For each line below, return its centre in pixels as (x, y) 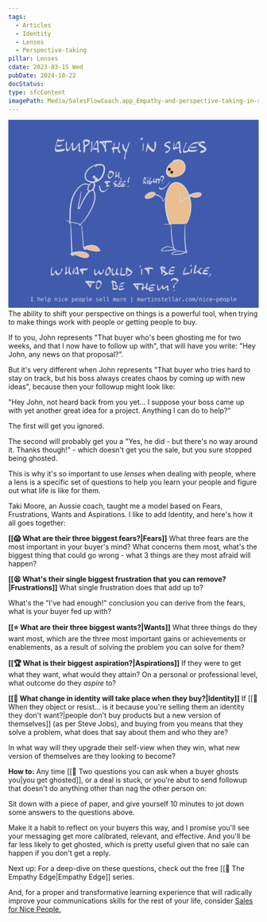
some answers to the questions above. (72, 812)
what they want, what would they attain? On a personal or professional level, (133, 674)
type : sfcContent (37, 92)
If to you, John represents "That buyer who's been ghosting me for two (125, 337)
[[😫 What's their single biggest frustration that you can (102, 579)
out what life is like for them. (54, 490)
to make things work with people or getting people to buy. (103, 321)
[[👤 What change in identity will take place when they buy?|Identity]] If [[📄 (133, 698)
